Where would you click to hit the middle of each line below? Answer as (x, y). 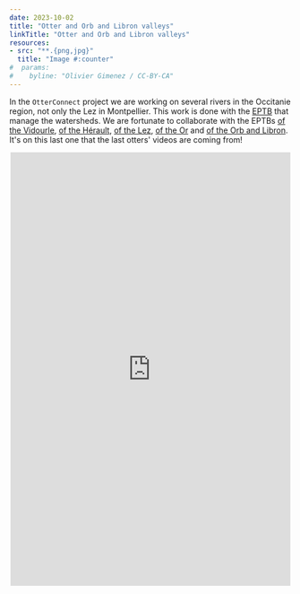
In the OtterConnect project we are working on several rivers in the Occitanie (150, 101)
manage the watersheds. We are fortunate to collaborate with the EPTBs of (147, 120)
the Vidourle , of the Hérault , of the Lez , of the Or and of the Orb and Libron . (149, 130)
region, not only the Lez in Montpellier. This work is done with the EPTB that (149, 111)
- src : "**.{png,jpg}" (51, 51)
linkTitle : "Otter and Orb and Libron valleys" (100, 34)
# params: (30, 68)
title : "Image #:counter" (66, 59)
